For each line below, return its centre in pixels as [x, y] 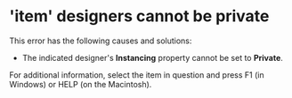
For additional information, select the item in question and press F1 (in [137, 75]
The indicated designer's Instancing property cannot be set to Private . [152, 57]
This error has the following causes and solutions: [101, 41]
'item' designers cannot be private [139, 16]
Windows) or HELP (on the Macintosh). [81, 84]
